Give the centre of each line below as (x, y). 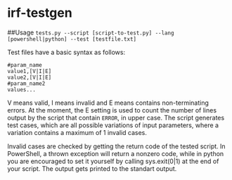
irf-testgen (40, 13)
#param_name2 (26, 83)
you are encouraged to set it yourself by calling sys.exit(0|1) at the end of (113, 161)
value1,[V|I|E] (30, 71)
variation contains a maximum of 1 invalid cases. (77, 132)
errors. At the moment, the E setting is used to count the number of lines (112, 110)
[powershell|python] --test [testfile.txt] (72, 39)
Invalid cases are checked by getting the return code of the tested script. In (117, 146)
